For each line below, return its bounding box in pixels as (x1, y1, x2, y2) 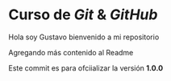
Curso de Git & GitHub (8, 6, 158, 24)
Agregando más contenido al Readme (8, 47, 134, 57)
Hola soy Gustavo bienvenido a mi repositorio (8, 32, 160, 42)
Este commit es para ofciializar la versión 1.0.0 (8, 63, 164, 73)
